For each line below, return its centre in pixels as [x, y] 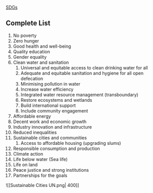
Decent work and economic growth [50, 122]
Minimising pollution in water [50, 84]
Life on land [25, 165]
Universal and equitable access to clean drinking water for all [84, 67]
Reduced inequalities [35, 132]
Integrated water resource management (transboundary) [79, 94]
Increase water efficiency [47, 89]
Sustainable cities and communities [50, 138]
